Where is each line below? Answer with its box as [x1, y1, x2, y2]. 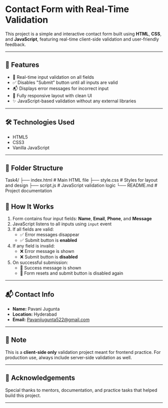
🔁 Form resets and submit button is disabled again [19, 270, 123, 277]
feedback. [5, 41, 26, 47]
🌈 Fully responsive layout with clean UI [12, 92, 92, 98]
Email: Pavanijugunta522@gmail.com [12, 317, 90, 322]
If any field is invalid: [12, 243, 55, 249]
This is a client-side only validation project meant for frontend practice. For [5, 349, 161, 355]
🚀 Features [5, 61, 39, 69]
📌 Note [5, 336, 26, 344]
